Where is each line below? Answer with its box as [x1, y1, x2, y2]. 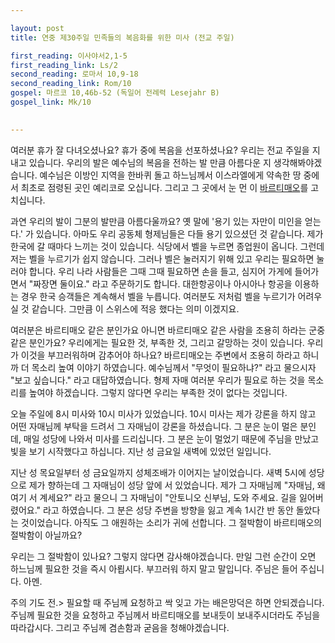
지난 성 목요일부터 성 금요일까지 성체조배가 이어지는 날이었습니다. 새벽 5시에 [10, 466, 307, 478]
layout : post [10, 23, 65, 33]
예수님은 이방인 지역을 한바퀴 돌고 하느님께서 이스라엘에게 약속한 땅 [39, 169, 302, 181]
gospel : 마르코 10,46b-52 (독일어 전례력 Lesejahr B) [10, 88, 220, 98]
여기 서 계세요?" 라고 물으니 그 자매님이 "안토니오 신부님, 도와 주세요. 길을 [10, 491, 297, 503]
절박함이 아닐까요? [10, 529, 83, 541]
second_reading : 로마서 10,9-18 [10, 69, 139, 80]
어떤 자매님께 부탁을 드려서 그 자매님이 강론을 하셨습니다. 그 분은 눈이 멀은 [10, 420, 298, 432]
